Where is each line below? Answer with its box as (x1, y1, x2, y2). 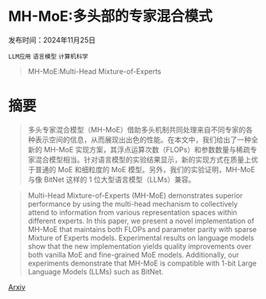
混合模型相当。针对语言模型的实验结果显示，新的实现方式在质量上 (34, 155, 252, 164)
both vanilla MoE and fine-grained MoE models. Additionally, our (27, 250, 240, 259)
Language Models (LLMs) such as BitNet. (27, 266, 164, 276)
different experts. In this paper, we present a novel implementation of (27, 216, 255, 226)
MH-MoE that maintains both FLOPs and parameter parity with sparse (27, 224, 257, 234)
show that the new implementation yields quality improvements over (27, 241, 252, 251)
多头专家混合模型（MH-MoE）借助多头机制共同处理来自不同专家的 (27, 124, 246, 134)
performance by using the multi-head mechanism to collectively (27, 199, 238, 208)
